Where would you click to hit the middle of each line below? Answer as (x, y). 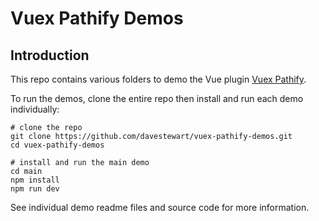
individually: (35, 109)
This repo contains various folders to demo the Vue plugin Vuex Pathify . (158, 79)
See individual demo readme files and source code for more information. (160, 207)
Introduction (50, 55)
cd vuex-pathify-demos (57, 145)
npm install (35, 180)
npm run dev (35, 189)
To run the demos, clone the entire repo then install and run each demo (157, 98)
